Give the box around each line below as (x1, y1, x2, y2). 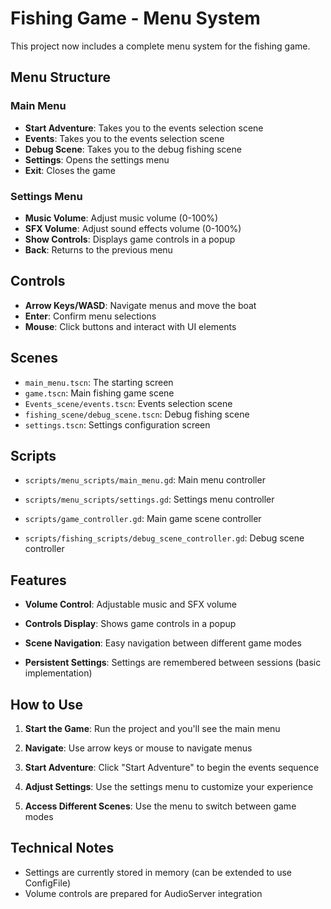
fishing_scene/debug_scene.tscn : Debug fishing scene (24, 408, 250, 420)
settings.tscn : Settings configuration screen (24, 418, 211, 431)
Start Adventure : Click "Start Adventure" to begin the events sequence (24, 761, 320, 773)
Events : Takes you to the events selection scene (24, 132, 225, 144)
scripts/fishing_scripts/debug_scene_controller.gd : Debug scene (24, 532, 305, 544)
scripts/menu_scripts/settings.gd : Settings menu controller (24, 493, 275, 506)
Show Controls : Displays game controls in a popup (24, 233, 236, 245)
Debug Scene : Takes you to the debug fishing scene (24, 143, 242, 155)
